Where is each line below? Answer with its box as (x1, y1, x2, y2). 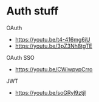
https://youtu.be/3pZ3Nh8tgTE (15, 42, 93, 49)
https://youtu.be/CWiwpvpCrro (15, 65, 93, 73)
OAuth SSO (6, 54, 35, 61)
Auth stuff (6, 4, 59, 18)
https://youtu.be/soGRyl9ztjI (15, 89, 86, 96)
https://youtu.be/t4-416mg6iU (15, 36, 90, 43)
